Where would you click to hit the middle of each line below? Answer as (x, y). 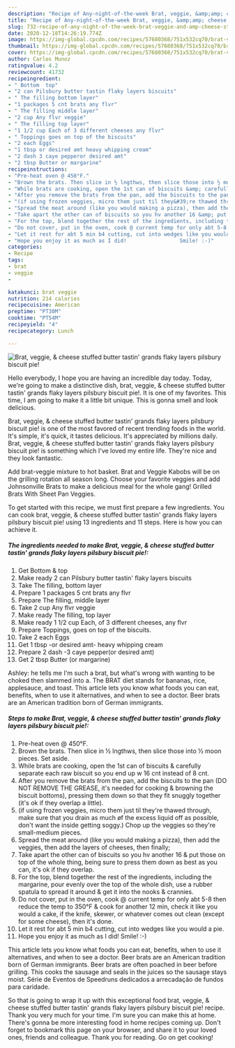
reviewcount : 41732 (36, 72)
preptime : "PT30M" (35, 312)
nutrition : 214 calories (44, 298)
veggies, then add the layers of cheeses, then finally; (94, 847)
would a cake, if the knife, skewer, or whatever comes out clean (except (121, 913)
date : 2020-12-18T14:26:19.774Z (55, 33)
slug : (16, 26)
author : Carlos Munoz (39, 59)
